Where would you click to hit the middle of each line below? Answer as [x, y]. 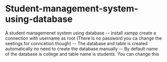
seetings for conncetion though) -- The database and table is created [77, 43]
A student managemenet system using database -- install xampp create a [81, 33]
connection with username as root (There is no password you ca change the [83, 38]
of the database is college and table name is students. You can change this [82, 54]
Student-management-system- [72, 9]
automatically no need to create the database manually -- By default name [82, 49]
